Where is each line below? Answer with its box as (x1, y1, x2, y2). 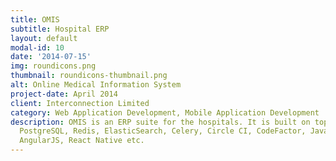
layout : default (10, 33, 78, 43)
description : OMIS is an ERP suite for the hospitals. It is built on (10, 117, 311, 127)
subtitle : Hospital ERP (10, 24, 110, 34)
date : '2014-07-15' (10, 52, 92, 62)
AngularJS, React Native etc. (19, 136, 145, 146)
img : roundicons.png (10, 61, 97, 71)
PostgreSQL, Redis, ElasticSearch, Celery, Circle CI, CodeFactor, (19, 126, 307, 136)
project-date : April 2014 (10, 89, 118, 99)
